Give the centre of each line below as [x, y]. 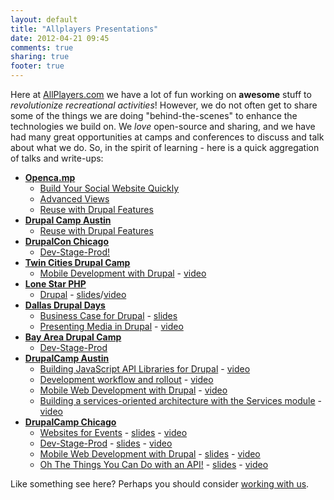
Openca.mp [50, 177]
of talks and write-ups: [57, 158]
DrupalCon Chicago [66, 241]
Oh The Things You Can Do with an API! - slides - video [154, 464]
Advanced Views [74, 199]
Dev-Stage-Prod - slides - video [106, 443]
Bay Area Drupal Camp [73, 337]
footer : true [37, 66]
